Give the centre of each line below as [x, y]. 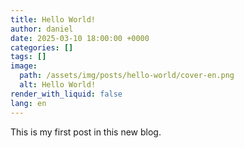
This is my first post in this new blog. [86, 132]
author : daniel [42, 29]
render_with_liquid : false [66, 94]
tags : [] [28, 57]
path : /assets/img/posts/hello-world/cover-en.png [127, 76]
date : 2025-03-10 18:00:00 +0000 [80, 38]
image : [24, 66]
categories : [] [42, 47]
